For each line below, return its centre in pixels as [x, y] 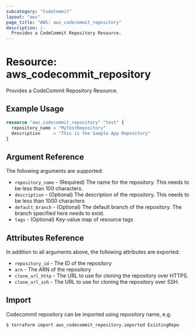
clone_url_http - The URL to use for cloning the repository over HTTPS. [101, 276]
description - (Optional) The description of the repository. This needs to [102, 195]
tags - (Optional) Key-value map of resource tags [74, 220]
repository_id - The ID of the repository [63, 263]
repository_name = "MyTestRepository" [59, 128]
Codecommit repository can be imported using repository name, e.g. [89, 314]
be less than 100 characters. [49, 189]
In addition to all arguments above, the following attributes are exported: [93, 252]
